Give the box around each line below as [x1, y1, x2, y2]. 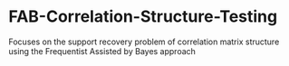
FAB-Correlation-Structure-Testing [8, 6, 278, 27]
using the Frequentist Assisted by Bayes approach [8, 45, 197, 56]
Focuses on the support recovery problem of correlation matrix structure [8, 36, 280, 47]
